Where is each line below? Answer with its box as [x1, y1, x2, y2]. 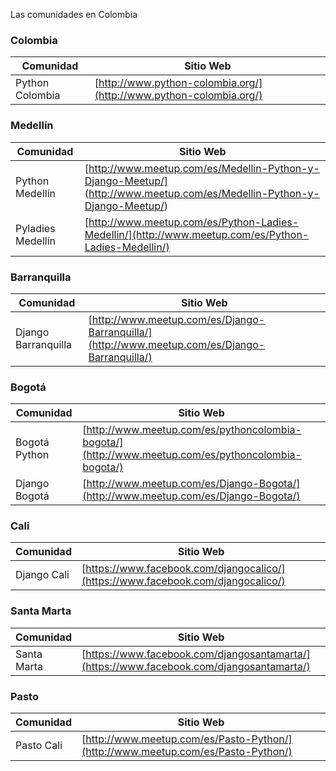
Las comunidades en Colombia [10, 9, 138, 20]
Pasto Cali [15, 739, 63, 753]
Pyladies [15, 221, 56, 235]
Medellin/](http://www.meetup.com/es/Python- [84, 227, 310, 241]
